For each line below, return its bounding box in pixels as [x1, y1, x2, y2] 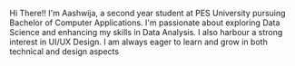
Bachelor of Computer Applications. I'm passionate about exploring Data [9, 17, 280, 28]
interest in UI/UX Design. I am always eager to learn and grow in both [9, 36, 268, 47]
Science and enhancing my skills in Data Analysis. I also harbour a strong [9, 27, 283, 37]
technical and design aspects [9, 46, 120, 57]
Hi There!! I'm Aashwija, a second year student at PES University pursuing [9, 8, 286, 18]
